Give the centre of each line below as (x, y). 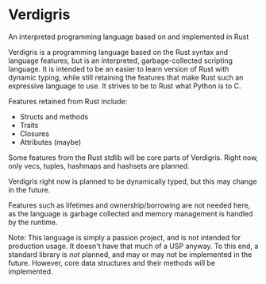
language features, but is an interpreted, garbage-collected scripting (120, 60)
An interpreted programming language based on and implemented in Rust (129, 37)
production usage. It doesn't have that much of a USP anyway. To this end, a (133, 246)
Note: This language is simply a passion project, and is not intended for (125, 237)
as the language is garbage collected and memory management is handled (131, 213)
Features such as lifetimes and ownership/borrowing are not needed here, (129, 205)
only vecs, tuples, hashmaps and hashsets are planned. (99, 165)
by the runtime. (33, 222)
